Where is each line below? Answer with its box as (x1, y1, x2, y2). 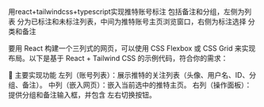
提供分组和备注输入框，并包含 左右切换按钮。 (8, 90, 156, 99)
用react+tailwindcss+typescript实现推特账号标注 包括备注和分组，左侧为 (8, 7, 245, 16)
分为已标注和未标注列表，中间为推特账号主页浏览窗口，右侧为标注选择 (17, 17, 247, 26)
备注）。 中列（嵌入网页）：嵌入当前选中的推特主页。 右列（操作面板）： (21, 80, 252, 90)
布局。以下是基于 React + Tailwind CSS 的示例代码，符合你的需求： (8, 54, 228, 63)
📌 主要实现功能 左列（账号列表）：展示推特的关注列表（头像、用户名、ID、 (8, 71, 250, 79)
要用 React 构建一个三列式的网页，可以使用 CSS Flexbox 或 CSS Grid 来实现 (8, 44, 256, 53)
